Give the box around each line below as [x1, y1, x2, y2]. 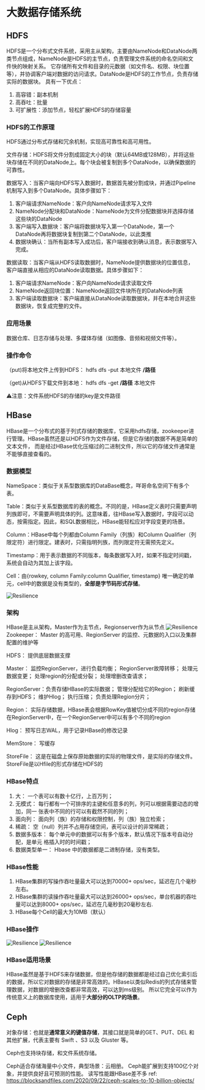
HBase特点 [6, 777, 39, 786]
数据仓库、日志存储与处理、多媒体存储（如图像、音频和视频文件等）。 [6, 334, 180, 341]
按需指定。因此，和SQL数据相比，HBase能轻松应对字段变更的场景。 [16, 518, 189, 525]
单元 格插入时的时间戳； [31, 838, 92, 845]
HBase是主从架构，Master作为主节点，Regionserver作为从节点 [6, 623, 165, 631]
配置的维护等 [6, 639, 38, 646]
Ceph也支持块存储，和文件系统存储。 [6, 1050, 101, 1057]
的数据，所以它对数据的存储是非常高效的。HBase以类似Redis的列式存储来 [6, 978, 192, 985]
